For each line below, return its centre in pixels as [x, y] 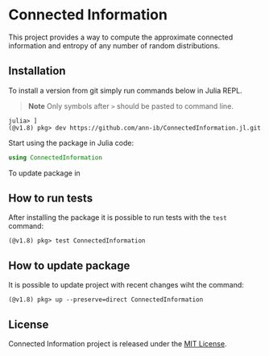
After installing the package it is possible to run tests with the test [118, 217]
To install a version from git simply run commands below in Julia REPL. [126, 90]
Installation [37, 71]
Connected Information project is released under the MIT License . [118, 344]
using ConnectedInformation [56, 157]
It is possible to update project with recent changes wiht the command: [126, 285]
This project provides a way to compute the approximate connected [121, 37]
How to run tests [51, 199]
